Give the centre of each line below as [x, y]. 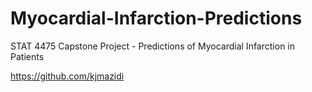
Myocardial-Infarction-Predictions [156, 18]
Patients [27, 56]
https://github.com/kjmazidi [67, 76]
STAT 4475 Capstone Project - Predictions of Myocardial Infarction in [152, 46]
